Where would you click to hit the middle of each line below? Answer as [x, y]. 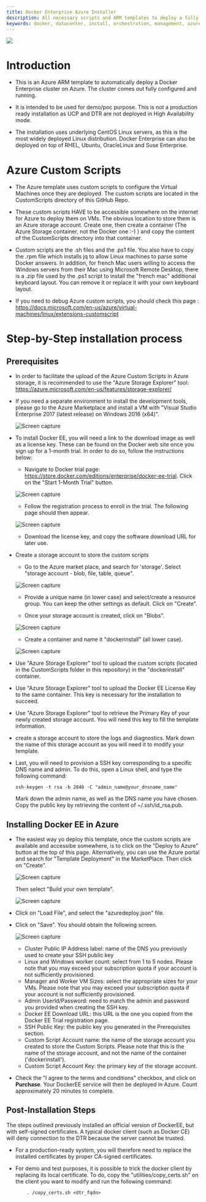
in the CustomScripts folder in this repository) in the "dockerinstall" [100, 670]
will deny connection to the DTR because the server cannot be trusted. [96, 1138]
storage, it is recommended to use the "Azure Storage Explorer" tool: [102, 383]
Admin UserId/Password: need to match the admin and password [107, 1001]
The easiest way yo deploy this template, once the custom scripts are [103, 839]
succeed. [27, 701]
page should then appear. [57, 513]
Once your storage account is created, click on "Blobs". [94, 616]
